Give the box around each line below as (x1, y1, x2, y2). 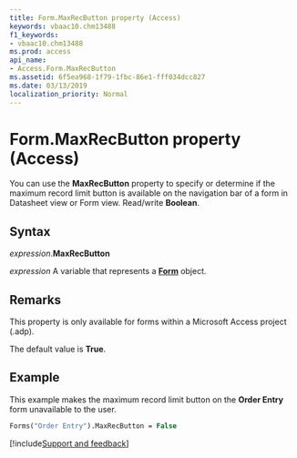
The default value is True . (9, 343, 107, 355)
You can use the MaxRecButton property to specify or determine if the (9, 178, 276, 189)
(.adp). (9, 326, 35, 337)
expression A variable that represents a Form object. (9, 266, 207, 277)
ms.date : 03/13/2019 (9, 81, 88, 90)
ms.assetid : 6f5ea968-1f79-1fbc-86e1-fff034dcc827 (9, 73, 206, 82)
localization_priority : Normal (9, 89, 128, 98)
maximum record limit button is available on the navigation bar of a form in (9, 188, 289, 198)
